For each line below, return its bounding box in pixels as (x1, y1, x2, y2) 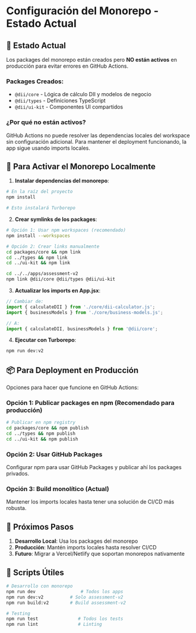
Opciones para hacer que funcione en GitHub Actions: (6, 384, 139, 391)
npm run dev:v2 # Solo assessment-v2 (6, 594, 124, 600)
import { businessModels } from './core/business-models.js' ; (6, 309, 163, 315)
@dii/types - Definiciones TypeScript (14, 97, 106, 105)
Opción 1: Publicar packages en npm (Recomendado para (6, 399, 175, 407)
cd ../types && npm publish (6, 431, 76, 437)
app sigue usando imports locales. (6, 144, 91, 151)
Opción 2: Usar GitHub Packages (6, 450, 103, 458)
